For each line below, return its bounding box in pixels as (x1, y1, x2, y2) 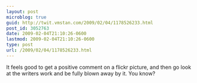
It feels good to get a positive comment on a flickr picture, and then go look (6, 63, 192, 71)
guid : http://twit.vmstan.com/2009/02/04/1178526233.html (6, 20, 153, 25)
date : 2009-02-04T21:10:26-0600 (6, 31, 87, 37)
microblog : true (6, 14, 47, 20)
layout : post (6, 8, 39, 15)
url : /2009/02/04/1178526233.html (6, 47, 93, 53)
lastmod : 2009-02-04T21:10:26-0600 (6, 36, 95, 42)
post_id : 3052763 (6, 25, 50, 31)
